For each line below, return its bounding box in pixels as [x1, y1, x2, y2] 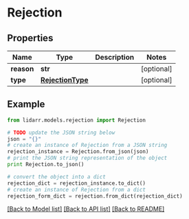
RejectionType [40, 76, 89, 84]
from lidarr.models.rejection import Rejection [7, 117, 146, 124]
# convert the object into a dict [7, 173, 107, 180]
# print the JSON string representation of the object [7, 154, 168, 162]
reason [10, 64, 34, 73]
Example [7, 98, 45, 111]
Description [95, 53, 135, 62]
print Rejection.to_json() [7, 161, 85, 168]
